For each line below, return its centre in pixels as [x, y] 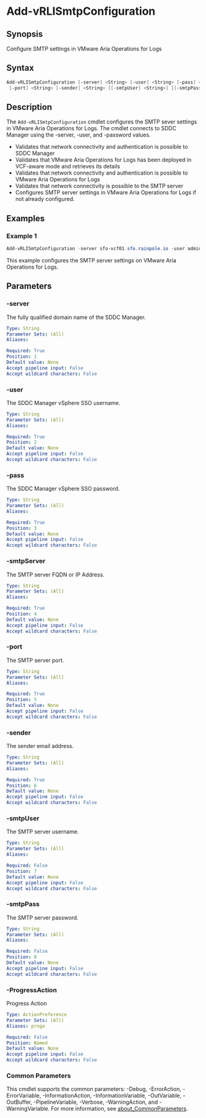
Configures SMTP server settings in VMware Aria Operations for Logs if [105, 192]
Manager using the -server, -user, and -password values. [79, 135]
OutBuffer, [19, 1102]
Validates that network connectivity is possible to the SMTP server [99, 186]
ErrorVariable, [24, 1096]
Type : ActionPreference [37, 1015]
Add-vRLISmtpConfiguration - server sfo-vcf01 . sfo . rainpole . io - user [96, 249]
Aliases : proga [26, 1026]
